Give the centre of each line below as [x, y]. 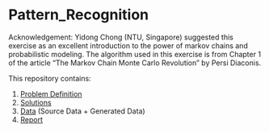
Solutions [36, 102]
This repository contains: [50, 78]
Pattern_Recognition [79, 15]
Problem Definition [51, 93]
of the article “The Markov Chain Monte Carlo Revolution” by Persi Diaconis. [135, 63]
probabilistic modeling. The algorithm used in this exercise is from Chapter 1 [134, 54]
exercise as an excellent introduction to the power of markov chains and [128, 45]
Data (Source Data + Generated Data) [82, 111]
